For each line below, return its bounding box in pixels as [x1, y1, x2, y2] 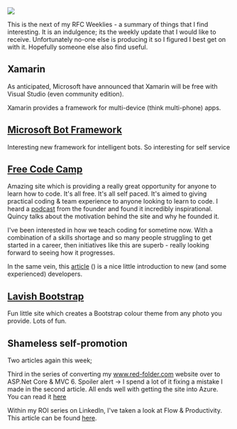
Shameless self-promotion [7, 337, 128, 350]
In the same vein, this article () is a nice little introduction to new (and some [7, 262, 227, 271]
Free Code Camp [7, 163, 83, 176]
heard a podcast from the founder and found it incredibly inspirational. [7, 205, 213, 213]
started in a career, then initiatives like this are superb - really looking [7, 241, 209, 250]
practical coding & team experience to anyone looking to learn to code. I [7, 197, 219, 206]
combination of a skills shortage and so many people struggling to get [7, 233, 211, 242]
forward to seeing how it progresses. [7, 248, 115, 257]
